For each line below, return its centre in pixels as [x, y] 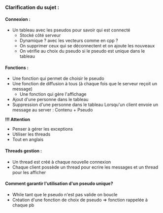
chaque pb [23, 205]
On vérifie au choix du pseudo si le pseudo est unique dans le [82, 51]
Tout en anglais [28, 140]
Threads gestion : [24, 151]
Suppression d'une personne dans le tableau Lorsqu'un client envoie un [85, 105]
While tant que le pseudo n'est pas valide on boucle [65, 194]
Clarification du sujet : [32, 7]
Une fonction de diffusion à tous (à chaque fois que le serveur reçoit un [85, 84]
